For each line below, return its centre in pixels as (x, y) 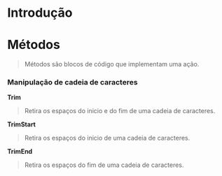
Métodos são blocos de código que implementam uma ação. (112, 64)
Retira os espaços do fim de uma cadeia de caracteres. (104, 165)
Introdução (40, 13)
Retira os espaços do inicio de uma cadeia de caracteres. (107, 138)
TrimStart (22, 124)
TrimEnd (20, 152)
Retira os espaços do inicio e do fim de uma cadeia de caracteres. (120, 111)
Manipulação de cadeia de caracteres (72, 82)
